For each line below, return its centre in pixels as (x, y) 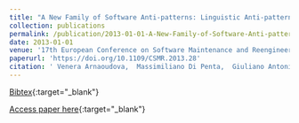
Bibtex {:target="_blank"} (54, 92)
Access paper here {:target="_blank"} (77, 109)
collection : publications (57, 26)
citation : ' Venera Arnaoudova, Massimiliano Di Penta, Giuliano (137, 67)
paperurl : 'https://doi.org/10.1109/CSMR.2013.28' (105, 58)
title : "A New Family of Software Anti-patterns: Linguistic (125, 17)
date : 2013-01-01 (41, 42)
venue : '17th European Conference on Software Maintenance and (129, 50)
